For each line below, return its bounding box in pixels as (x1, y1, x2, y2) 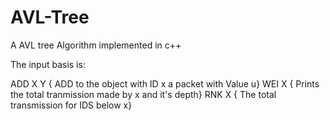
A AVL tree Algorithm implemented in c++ (10, 39, 182, 51)
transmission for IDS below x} (10, 99, 133, 111)
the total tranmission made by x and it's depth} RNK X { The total (10, 88, 277, 100)
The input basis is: (10, 58, 86, 70)
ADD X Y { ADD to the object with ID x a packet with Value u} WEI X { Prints (10, 77, 320, 90)
